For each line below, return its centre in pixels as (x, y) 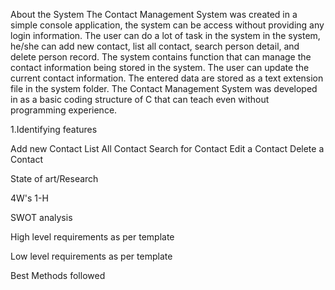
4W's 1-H (29, 198)
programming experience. (64, 110)
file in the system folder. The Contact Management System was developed (164, 88)
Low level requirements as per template (91, 256)
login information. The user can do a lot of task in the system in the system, (165, 35)
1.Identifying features (54, 129)
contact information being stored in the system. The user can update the (160, 67)
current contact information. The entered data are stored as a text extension (167, 78)
